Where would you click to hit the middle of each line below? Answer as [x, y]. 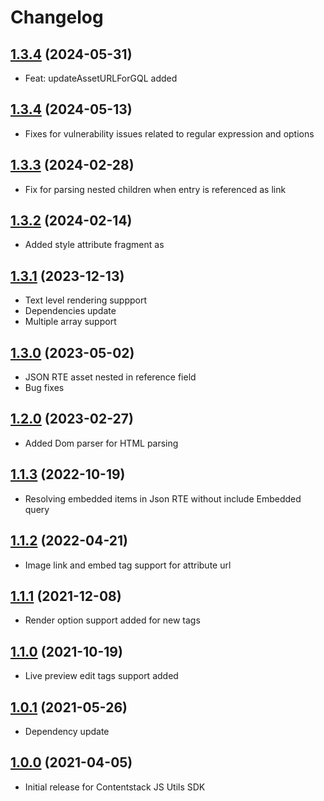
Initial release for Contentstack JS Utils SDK [115, 787]
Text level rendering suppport [86, 300]
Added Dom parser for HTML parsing [101, 443]
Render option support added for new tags [112, 620]
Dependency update [67, 731]
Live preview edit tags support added [101, 676]
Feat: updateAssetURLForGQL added [101, 78]
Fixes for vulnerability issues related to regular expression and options [169, 133]
